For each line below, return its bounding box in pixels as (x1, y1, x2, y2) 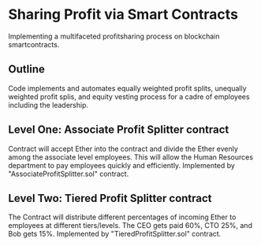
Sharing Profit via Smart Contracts (8, 6, 239, 24)
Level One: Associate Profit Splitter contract (8, 123, 229, 137)
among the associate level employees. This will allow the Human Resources (8, 152, 254, 162)
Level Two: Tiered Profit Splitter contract (8, 191, 212, 205)
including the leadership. (8, 100, 89, 109)
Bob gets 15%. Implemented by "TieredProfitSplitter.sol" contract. (8, 229, 222, 239)
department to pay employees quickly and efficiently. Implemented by (8, 160, 235, 170)
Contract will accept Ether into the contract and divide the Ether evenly (8, 144, 239, 153)
